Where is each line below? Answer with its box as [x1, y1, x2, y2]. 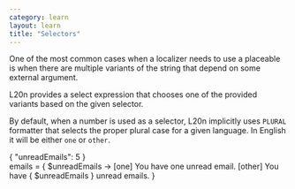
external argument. [9, 72, 79, 83]
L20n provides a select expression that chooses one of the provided [9, 89, 258, 100]
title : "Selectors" [9, 29, 81, 38]
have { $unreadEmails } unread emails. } [9, 170, 156, 181]
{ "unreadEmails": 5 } [9, 152, 87, 163]
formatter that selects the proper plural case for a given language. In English [9, 125, 287, 136]
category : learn [9, 12, 69, 22]
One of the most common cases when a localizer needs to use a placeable [9, 54, 281, 64]
